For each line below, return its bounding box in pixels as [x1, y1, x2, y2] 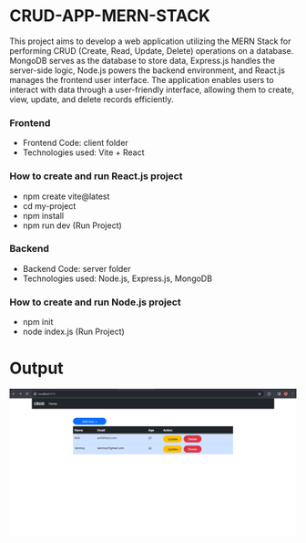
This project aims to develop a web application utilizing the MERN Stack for [9, 36, 291, 47]
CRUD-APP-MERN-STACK [9, 5, 211, 26]
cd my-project [22, 200, 76, 211]
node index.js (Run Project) [22, 326, 125, 338]
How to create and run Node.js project [9, 296, 181, 308]
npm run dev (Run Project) [22, 220, 123, 231]
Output [9, 358, 64, 379]
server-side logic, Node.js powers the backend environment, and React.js [9, 65, 285, 76]
